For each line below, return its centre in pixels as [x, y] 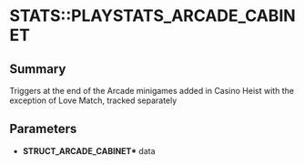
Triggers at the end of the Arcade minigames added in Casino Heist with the [152, 91]
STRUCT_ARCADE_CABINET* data [89, 150]
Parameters [43, 129]
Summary [38, 69]
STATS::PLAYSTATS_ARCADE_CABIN [152, 16]
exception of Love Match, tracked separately [93, 100]
